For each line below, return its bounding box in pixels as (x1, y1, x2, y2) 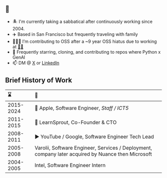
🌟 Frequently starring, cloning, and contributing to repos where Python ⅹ (12, 49, 161, 55)
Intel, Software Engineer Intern (34, 162, 106, 169)
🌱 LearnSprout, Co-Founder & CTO (34, 119, 117, 126)
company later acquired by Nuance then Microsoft (34, 150, 152, 157)
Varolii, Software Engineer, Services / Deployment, (34, 144, 153, 151)
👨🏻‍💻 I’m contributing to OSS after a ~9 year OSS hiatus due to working (12, 38, 157, 44)
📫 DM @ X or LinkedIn (12, 60, 60, 66)
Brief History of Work (5, 76, 72, 85)
